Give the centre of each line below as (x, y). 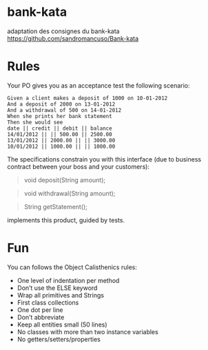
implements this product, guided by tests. (66, 220)
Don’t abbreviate (41, 317)
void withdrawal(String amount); (70, 193)
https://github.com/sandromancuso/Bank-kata (73, 38)
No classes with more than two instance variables (87, 331)
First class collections (48, 302)
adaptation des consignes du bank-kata (63, 31)
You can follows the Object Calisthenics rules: (72, 267)
